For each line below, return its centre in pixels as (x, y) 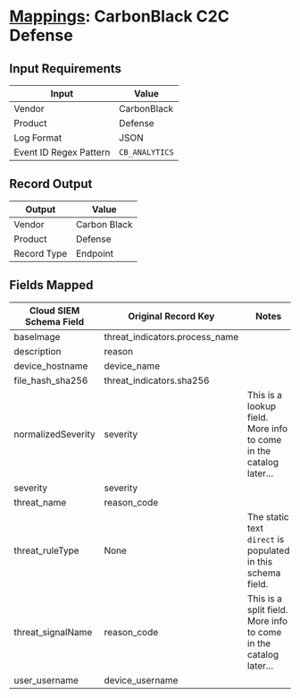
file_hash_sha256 (51, 380)
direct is (266, 539)
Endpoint (95, 253)
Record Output (51, 184)
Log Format (38, 138)
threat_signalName (53, 632)
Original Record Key (171, 316)
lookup (262, 406)
